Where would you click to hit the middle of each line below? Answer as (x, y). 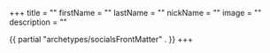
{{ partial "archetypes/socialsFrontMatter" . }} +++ (101, 39)
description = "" (39, 22)
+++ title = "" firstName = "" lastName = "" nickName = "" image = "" (135, 13)
